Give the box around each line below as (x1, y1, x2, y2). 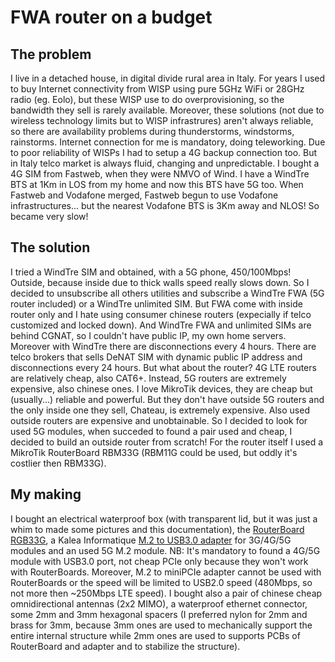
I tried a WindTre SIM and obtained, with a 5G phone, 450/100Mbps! (10, 266, 292, 278)
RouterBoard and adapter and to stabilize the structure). (10, 640, 241, 652)
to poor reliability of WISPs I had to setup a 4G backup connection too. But (10, 147, 318, 158)
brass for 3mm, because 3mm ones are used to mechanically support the (10, 619, 313, 631)
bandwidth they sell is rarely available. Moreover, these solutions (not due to (10, 104, 325, 116)
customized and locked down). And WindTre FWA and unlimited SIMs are (10, 319, 312, 331)
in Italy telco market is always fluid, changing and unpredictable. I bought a (10, 157, 320, 169)
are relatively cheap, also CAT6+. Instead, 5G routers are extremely (10, 372, 287, 384)
